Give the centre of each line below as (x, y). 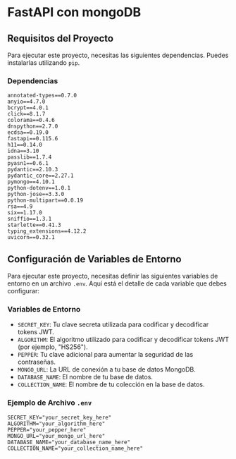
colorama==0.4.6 (31, 121)
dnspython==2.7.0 (33, 127)
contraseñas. (37, 362)
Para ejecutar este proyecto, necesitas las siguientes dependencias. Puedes (118, 55)
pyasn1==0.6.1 (28, 164)
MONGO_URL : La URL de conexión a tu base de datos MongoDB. (106, 369)
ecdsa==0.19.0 (28, 133)
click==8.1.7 (26, 114)
